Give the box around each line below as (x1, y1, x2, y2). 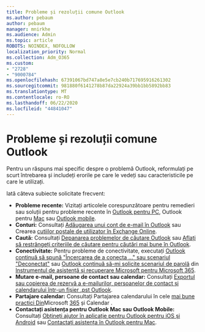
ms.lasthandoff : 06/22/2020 (6, 100, 78, 106)
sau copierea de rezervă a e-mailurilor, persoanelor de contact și (15, 279, 179, 287)
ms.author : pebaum (6, 15, 53, 21)
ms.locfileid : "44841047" (6, 105, 72, 112)
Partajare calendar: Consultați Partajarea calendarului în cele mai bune (15, 293, 195, 300)
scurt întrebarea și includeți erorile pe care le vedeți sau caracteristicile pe (6, 172, 194, 179)
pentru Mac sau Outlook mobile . (15, 215, 97, 222)
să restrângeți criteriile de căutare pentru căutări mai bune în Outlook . (15, 241, 192, 248)
